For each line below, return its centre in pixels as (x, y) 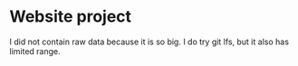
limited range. (35, 51)
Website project (71, 17)
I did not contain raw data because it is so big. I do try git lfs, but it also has (149, 42)
